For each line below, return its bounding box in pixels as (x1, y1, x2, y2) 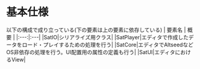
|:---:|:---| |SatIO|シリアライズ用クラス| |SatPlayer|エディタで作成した (16, 33, 189, 40)
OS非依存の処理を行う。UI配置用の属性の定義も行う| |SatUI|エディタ (6, 48, 175, 55)
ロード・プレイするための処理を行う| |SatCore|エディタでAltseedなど (22, 41, 194, 48)
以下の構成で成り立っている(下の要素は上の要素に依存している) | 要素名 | (6, 26, 186, 33)
